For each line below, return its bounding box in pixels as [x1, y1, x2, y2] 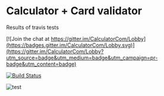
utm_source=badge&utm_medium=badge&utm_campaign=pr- [6, 54, 158, 61]
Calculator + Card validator [6, 4, 143, 18]
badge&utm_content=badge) [6, 60, 77, 68]
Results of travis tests [6, 24, 59, 31]
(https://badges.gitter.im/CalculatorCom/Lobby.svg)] [6, 41, 135, 49]
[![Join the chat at [6, 35, 50, 42]
